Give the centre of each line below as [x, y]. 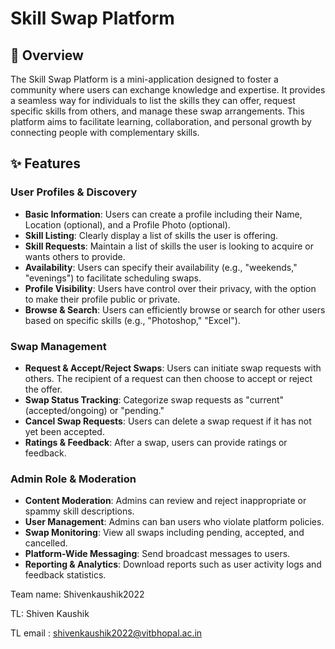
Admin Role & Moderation [73, 479]
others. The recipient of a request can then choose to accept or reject [168, 378]
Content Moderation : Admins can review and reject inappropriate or [165, 501]
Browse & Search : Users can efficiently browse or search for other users [175, 309]
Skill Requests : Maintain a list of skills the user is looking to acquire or [169, 246]
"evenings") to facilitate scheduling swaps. [113, 278]
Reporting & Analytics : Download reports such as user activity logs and [173, 564]
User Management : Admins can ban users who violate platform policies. [174, 522]
